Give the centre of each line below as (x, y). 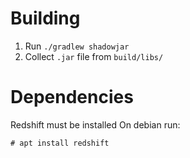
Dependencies (72, 97)
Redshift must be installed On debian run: (95, 124)
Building (45, 18)
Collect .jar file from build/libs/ (94, 56)
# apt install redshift (60, 143)
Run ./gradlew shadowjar (77, 46)
